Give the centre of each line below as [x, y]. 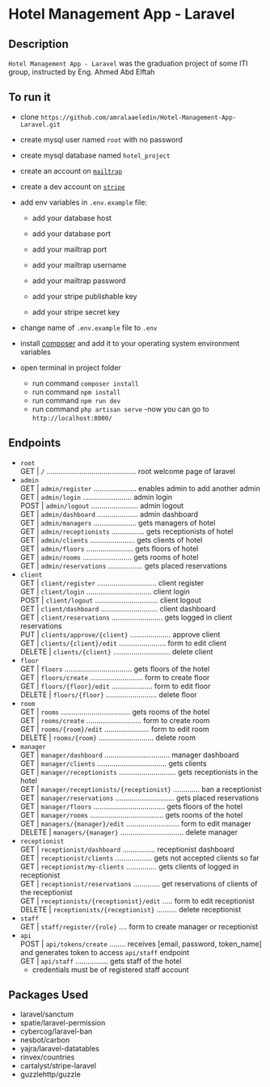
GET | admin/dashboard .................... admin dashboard [109, 514]
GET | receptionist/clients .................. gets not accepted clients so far [140, 857]
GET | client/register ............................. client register [112, 582]
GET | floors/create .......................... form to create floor [115, 677]
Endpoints [35, 443]
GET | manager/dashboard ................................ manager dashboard [129, 755]
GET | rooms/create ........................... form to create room [115, 720]
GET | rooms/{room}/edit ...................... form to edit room [114, 729]
